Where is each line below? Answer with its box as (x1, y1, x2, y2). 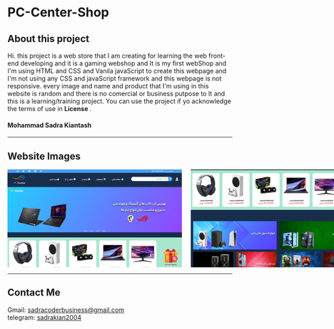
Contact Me (7, 286, 61, 299)
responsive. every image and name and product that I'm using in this (7, 82, 209, 90)
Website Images (7, 150, 81, 162)
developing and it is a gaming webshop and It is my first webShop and (20, 59, 227, 68)
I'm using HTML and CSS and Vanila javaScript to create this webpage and (7, 67, 227, 75)
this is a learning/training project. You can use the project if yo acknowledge (7, 97, 232, 105)
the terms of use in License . (7, 105, 92, 113)
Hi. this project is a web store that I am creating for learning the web (7, 51, 207, 60)
